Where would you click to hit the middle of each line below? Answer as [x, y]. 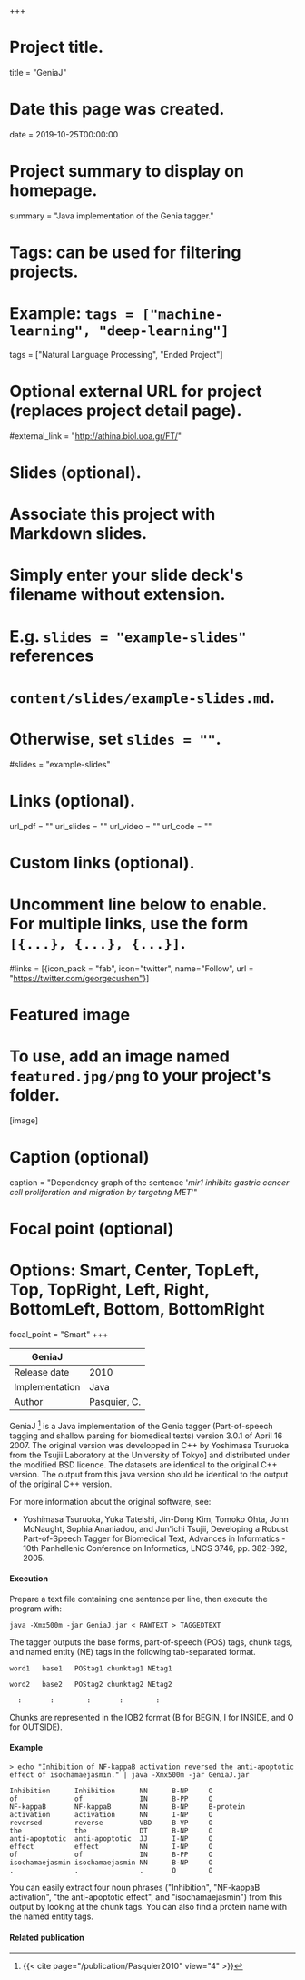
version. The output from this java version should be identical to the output [149, 1474]
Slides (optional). [76, 473]
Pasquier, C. [115, 1401]
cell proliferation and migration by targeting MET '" [103, 1192]
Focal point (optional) [92, 1229]
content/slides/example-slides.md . [142, 697]
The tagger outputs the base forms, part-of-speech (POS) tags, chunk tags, [151, 1642]
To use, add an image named [119, 1056]
